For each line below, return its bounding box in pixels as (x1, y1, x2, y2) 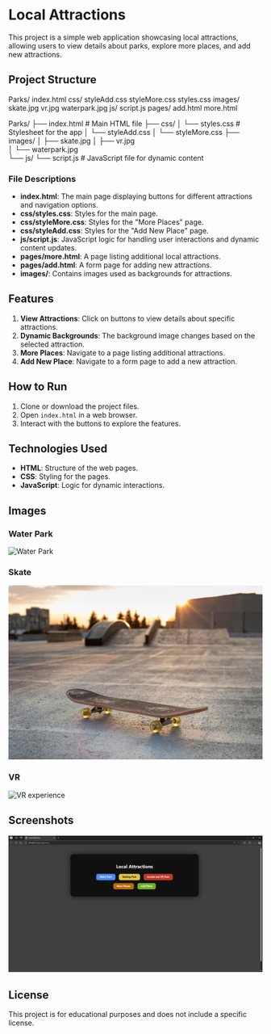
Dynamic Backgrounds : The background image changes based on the (19, 330, 256, 340)
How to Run (8, 380, 68, 393)
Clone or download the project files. (19, 401, 140, 411)
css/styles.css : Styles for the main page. (19, 208, 159, 219)
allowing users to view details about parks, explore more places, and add (8, 40, 252, 50)
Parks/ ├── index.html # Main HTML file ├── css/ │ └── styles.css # (8, 119, 240, 128)
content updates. (19, 243, 77, 253)
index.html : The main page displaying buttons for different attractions (19, 191, 252, 201)
